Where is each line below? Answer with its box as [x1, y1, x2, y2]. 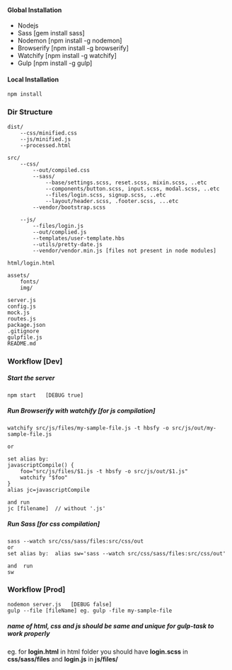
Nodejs [17, 21, 39, 30]
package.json [7, 321, 46, 328]
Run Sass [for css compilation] [7, 520, 100, 529]
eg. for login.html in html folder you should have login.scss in [7, 647, 189, 656]
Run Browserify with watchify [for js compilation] [7, 407, 156, 415]
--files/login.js [33, 222, 83, 229]
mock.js [7, 308, 30, 316]
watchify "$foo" [20, 474, 69, 481]
